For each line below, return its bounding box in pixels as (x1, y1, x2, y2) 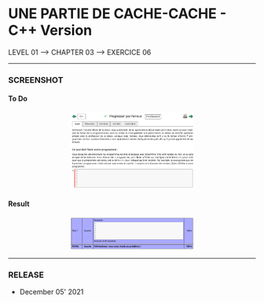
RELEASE (8, 269, 45, 280)
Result (8, 199, 30, 209)
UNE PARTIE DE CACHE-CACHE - (8, 5, 227, 23)
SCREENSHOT (8, 74, 64, 85)
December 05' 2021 (19, 287, 84, 297)
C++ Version (8, 21, 93, 39)
